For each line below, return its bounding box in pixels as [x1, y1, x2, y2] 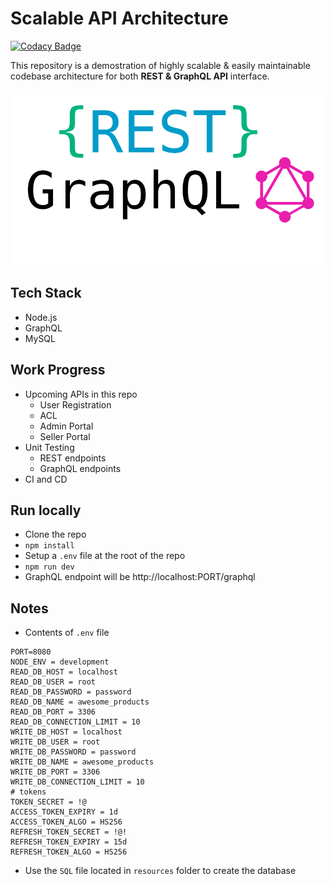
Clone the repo [24, 528, 87, 541]
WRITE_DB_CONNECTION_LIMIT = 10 [10, 777, 145, 787]
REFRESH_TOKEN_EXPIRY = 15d [10, 837, 128, 847]
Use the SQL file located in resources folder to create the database [24, 865, 297, 877]
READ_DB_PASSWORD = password [10, 687, 132, 697]
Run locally [10, 502, 82, 519]
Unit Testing [24, 441, 75, 453]
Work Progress [10, 362, 106, 379]
